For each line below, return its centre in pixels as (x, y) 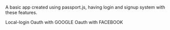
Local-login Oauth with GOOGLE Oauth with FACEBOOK (64, 22)
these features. (21, 12)
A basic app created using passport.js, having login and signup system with (85, 7)
